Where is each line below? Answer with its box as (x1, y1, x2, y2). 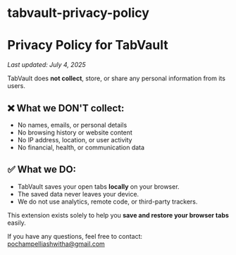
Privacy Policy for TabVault (7, 37, 168, 54)
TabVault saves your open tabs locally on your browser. (17, 182, 180, 191)
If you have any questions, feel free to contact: (7, 232, 143, 240)
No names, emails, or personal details (17, 120, 128, 129)
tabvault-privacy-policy (7, 5, 150, 21)
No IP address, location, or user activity (17, 135, 132, 144)
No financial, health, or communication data (17, 143, 145, 151)
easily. (7, 218, 26, 227)
